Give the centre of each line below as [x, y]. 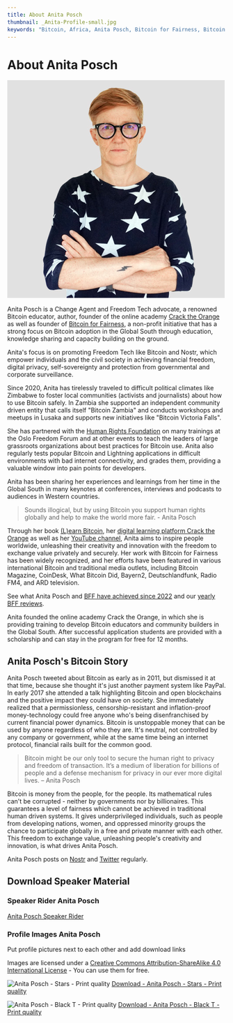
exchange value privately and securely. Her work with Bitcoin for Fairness [113, 553]
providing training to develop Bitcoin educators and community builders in [113, 624]
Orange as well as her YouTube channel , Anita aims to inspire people [105, 538]
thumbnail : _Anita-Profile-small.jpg [62, 22]
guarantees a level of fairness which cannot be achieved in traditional [107, 809]
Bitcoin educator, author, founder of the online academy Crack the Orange [114, 316]
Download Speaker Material [69, 881]
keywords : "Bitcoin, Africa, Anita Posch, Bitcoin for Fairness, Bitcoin [116, 29]
